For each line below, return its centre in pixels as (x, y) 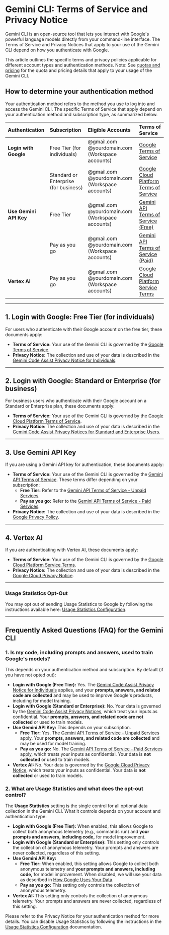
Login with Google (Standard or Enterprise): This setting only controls (86, 842)
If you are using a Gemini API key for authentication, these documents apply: (84, 464)
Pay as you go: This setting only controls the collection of (80, 885)
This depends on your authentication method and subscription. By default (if (84, 669)
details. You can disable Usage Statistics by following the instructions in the (83, 921)
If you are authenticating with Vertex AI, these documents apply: (72, 550)
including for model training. (42, 700)
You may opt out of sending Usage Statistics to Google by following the (79, 604)
